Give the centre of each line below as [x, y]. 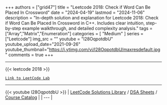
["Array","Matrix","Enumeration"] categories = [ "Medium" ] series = [74, 34]
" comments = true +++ [29, 55]
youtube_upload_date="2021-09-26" [43, 44]
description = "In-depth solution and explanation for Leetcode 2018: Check [82, 18]
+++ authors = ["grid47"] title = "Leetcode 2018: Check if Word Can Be [78, 7]
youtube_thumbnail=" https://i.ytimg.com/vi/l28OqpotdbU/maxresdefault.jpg [83, 50]
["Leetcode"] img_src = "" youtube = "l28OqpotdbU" [59, 39]
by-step [13, 28]
